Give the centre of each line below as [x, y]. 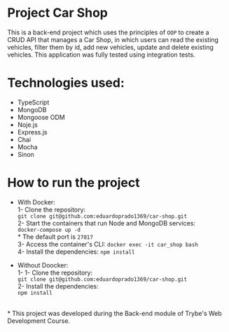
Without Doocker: [43, 265]
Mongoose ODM [41, 117]
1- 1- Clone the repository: [55, 272]
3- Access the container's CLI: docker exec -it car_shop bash [107, 244]
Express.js [32, 132]
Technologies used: [66, 83]
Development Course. [39, 321]
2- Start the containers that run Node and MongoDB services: [106, 223]
